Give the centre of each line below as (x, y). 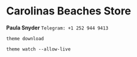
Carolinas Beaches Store (69, 11)
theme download (25, 38)
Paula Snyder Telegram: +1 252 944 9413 (57, 28)
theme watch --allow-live (38, 49)
